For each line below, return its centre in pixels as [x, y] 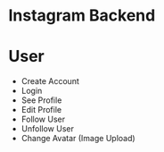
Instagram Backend [82, 16]
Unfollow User [48, 129]
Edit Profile [41, 110]
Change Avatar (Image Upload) [78, 139]
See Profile [41, 100]
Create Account [50, 81]
